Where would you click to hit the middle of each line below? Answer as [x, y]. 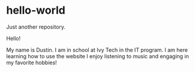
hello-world [36, 10]
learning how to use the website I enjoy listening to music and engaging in [97, 56]
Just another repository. [36, 27]
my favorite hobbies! [31, 62]
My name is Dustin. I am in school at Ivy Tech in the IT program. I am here [97, 50]
